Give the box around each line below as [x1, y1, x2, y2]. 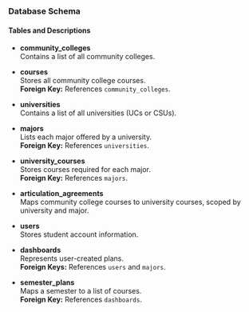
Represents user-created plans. [19, 254, 124, 263]
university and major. [19, 206, 89, 215]
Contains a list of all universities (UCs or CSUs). [19, 108, 177, 118]
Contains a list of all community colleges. [19, 52, 156, 62]
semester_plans [19, 278, 75, 287]
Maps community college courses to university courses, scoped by [19, 198, 241, 207]
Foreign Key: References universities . [19, 141, 150, 150]
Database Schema [8, 6, 81, 17]
